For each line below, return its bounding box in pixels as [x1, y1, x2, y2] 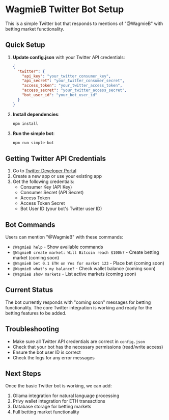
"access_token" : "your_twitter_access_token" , [22, 83, 123, 88]
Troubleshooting [5, 325, 60, 333]
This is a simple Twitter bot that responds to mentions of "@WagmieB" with [5, 20, 163, 27]
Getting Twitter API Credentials [5, 154, 106, 163]
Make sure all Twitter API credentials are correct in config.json [12, 338, 145, 345]
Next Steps [5, 370, 41, 378]
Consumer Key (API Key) [20, 184, 72, 190]
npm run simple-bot [12, 140, 54, 145]
